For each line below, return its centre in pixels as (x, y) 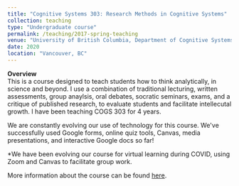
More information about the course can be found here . (87, 175)
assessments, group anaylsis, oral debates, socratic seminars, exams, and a (119, 96)
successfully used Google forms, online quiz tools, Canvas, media (104, 133)
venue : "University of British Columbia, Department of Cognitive (108, 40)
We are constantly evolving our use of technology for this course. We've (113, 125)
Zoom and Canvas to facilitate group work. (70, 161)
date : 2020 (23, 47)
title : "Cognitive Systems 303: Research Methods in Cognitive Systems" (117, 14)
